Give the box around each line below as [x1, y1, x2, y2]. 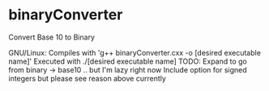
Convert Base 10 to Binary [8, 32, 96, 42]
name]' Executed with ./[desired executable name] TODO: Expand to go [8, 56, 247, 66]
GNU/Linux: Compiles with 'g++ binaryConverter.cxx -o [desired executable [8, 48, 262, 57]
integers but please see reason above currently [8, 73, 166, 83]
